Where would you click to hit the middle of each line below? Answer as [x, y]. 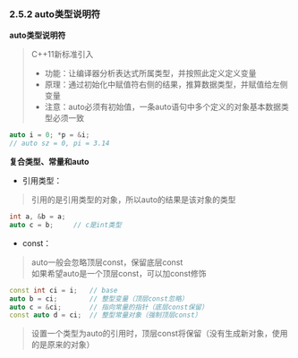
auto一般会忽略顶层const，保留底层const [107, 262]
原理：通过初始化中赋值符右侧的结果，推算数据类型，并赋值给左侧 [166, 85]
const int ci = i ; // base [64, 290]
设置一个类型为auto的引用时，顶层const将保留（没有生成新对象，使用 [159, 334]
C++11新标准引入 [62, 55]
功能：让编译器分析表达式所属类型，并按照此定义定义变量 [150, 73]
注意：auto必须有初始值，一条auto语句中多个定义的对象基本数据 [163, 107]
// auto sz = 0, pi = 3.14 [60, 144]
